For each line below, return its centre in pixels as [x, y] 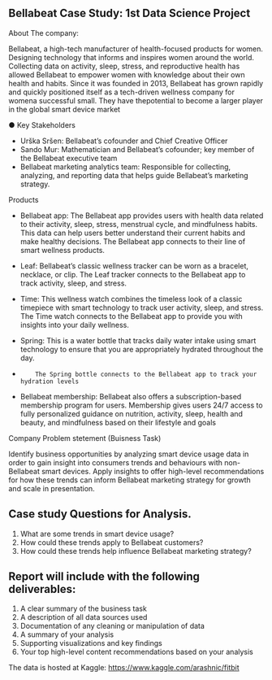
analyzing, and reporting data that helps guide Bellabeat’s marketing [134, 175]
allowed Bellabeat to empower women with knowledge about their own [127, 74]
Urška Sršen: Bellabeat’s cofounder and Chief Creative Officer [124, 141]
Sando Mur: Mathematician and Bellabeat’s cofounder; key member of [137, 149]
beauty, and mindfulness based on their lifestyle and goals [118, 422]
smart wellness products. [63, 250]
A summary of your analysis [67, 634]
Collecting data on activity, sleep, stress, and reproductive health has [124, 66]
